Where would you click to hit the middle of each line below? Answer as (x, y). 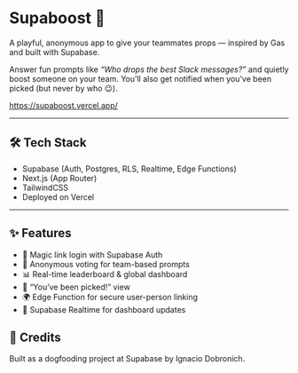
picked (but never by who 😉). (63, 88)
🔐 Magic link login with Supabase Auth (92, 254)
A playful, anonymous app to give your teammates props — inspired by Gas (147, 43)
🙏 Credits (35, 337)
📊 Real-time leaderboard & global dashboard (105, 274)
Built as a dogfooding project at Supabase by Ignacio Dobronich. (127, 359)
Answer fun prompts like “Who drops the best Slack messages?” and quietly (149, 69)
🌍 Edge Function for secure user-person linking (110, 297)
